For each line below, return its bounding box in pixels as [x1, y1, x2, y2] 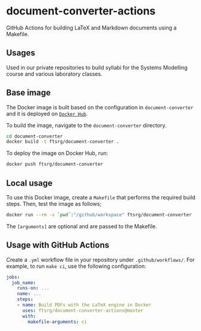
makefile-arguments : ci [28, 318, 87, 325]
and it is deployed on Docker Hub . [6, 110, 88, 117]
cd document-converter [6, 133, 63, 139]
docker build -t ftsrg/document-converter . [6, 139, 119, 145]
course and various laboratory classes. [6, 70, 103, 77]
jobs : [6, 274, 20, 280]
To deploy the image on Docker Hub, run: [6, 150, 108, 157]
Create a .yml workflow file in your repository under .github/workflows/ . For [6, 256, 195, 263]
